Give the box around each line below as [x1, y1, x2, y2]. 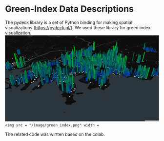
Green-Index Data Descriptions [5, 3, 134, 15]
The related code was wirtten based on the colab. [5, 131, 105, 137]
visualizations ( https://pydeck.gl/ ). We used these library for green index [5, 24, 151, 30]
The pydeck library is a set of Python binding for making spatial [5, 19, 133, 25]
